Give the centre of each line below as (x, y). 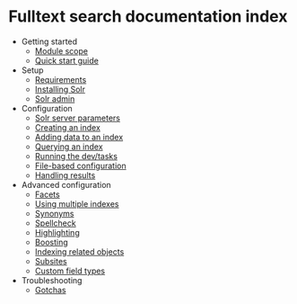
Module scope (61, 50)
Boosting (51, 242)
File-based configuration (80, 165)
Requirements (61, 79)
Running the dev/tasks (76, 156)
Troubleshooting (52, 280)
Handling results (65, 175)
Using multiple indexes (77, 203)
